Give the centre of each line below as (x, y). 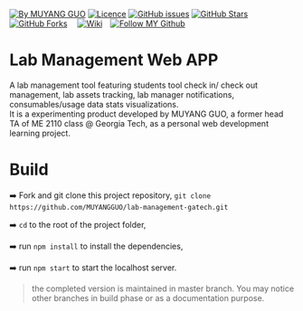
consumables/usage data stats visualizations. (94, 104)
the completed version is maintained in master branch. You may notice (163, 288)
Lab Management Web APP (114, 60)
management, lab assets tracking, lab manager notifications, (122, 94)
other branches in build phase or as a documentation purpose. (148, 297)
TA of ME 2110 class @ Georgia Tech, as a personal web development (139, 123)
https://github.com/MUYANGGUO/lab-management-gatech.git (119, 207)
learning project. (40, 133)
